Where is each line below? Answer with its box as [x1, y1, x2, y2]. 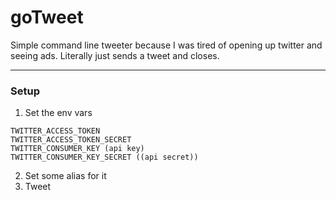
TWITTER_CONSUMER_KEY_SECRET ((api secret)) [10, 152, 199, 163]
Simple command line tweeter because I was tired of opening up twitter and [10, 39, 323, 51]
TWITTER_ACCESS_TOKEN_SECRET [10, 135, 132, 145]
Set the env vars [24, 107, 93, 119]
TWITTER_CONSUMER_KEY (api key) [10, 144, 145, 154]
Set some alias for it [24, 170, 107, 182]
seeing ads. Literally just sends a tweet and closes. [10, 49, 220, 61]
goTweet [10, 6, 84, 29]
